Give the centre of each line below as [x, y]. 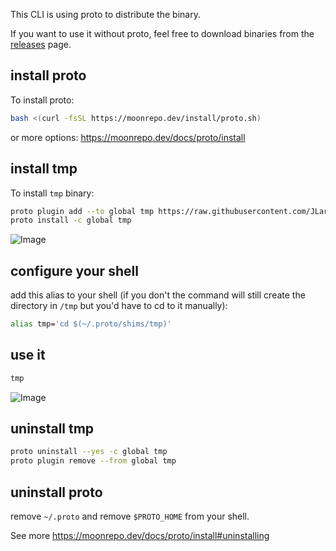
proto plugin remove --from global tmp [93, 461]
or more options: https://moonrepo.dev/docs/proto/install [128, 137]
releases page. [41, 44]
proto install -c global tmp [71, 220]
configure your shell [74, 270]
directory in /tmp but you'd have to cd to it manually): [119, 306]
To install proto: [42, 100]
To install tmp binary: [52, 193]
